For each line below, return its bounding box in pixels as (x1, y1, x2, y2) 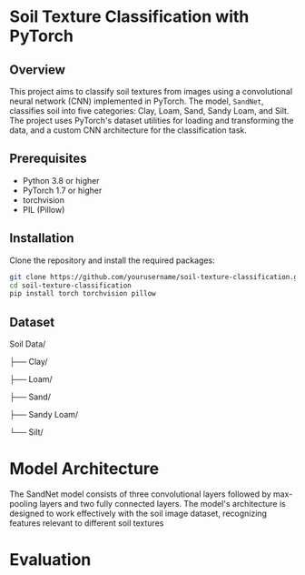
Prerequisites (9, 151, 87, 166)
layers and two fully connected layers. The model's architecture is (39, 499, 286, 509)
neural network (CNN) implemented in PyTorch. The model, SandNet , (9, 96, 265, 106)
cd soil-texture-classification (9, 280, 132, 290)
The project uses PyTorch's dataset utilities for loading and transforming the (9, 116, 294, 126)
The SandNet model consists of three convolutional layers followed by (9, 489, 271, 499)
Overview (9, 62, 66, 77)
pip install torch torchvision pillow (9, 289, 156, 298)
